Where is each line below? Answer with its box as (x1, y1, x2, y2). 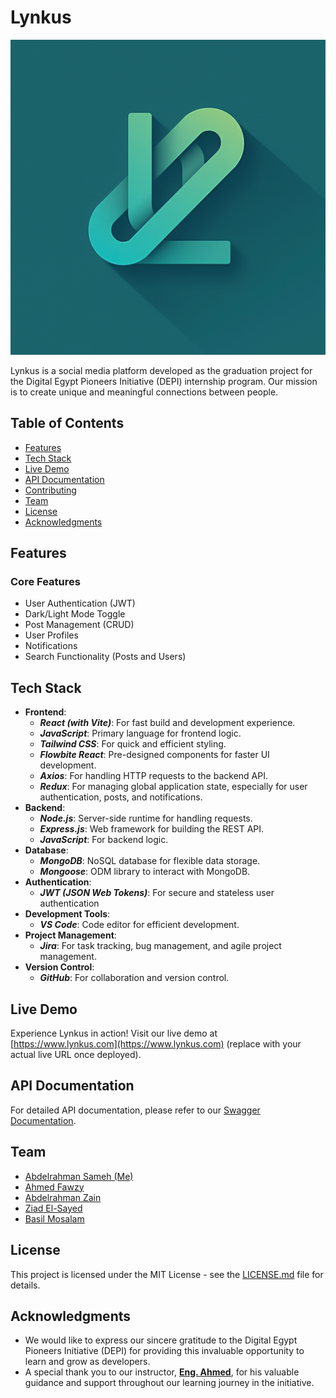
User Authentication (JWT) (24, 597, 136, 610)
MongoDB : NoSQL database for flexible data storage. (39, 855, 261, 867)
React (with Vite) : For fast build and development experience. (39, 717, 296, 729)
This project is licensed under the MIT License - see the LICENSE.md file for (10, 1268, 324, 1280)
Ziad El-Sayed (24, 1202, 83, 1214)
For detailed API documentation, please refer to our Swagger (10, 1104, 261, 1116)
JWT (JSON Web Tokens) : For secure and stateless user (39, 887, 275, 899)
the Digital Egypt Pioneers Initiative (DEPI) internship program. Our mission (10, 375, 318, 387)
